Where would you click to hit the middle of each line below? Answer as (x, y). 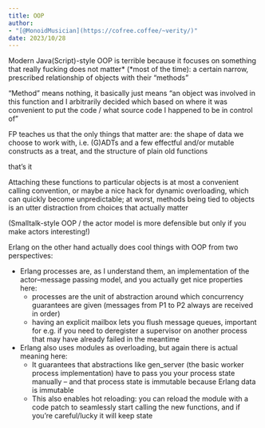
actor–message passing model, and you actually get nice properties (131, 280)
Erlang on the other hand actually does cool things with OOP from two (123, 247)
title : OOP (26, 16)
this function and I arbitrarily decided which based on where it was (118, 102)
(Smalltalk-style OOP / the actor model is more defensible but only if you (127, 223)
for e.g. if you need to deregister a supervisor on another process (139, 331)
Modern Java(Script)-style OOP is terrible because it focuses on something (132, 61)
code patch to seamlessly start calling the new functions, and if (136, 407)
